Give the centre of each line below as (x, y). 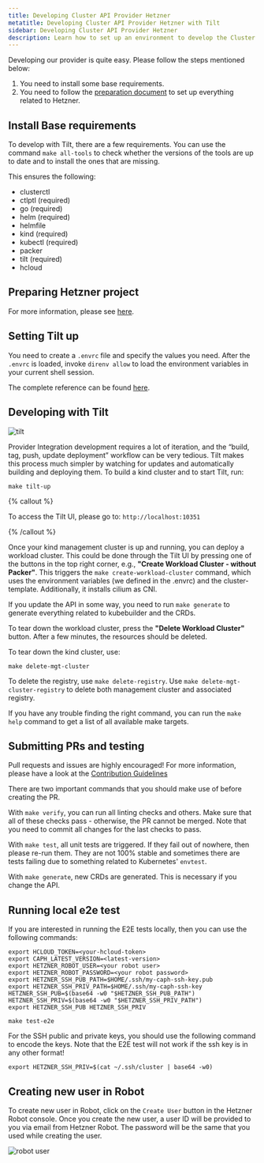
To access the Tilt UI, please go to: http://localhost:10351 (104, 516)
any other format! (36, 1053)
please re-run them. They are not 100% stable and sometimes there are (124, 853)
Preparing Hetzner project (74, 292)
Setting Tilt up (44, 336)
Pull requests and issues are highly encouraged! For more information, (122, 765)
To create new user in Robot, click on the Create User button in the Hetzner (130, 1110)
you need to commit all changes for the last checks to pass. (105, 829)
